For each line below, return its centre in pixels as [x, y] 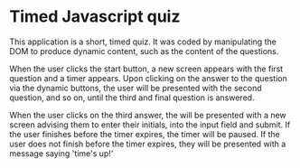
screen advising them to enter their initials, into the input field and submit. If [150, 125]
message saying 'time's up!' [61, 153]
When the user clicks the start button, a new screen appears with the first [146, 69]
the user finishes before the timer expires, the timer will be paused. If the [145, 134]
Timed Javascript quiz [95, 17]
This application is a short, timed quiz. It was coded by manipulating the [143, 42]
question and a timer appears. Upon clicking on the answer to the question [148, 78]
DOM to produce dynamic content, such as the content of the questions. [144, 51]
